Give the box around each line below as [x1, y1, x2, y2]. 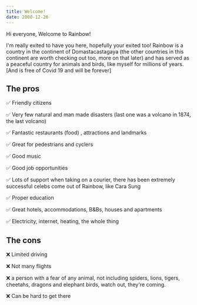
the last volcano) [6, 118, 47, 125]
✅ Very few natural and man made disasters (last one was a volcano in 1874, [6, 111, 191, 118]
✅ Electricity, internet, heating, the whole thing [6, 218, 119, 225]
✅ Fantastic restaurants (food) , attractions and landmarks [6, 129, 147, 136]
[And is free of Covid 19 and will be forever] [6, 67, 112, 74]
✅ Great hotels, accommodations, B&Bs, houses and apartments [6, 206, 162, 213]
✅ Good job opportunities [6, 164, 68, 171]
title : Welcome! [6, 8, 46, 15]
